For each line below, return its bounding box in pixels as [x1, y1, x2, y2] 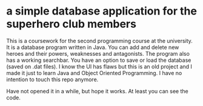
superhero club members [6, 17, 136, 31]
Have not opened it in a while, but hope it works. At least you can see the [6, 87, 189, 94]
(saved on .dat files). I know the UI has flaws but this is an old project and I [6, 62, 193, 70]
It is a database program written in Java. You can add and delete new [6, 44, 179, 51]
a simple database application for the [6, 4, 197, 18]
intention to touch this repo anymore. [6, 76, 99, 83]
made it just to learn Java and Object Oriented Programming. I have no [6, 69, 182, 76]
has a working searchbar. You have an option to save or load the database [6, 56, 191, 64]
